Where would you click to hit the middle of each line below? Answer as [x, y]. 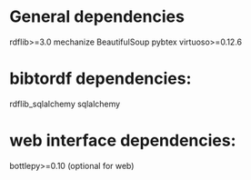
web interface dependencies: [123, 140]
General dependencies [97, 17]
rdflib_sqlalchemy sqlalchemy [65, 104]
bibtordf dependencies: [100, 79]
